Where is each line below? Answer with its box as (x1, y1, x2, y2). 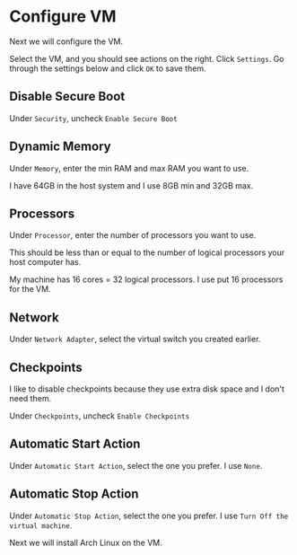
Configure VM (9, 6, 117, 27)
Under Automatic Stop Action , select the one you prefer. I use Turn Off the (9, 510, 289, 521)
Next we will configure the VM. (9, 36, 124, 47)
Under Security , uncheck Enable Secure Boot (9, 112, 178, 123)
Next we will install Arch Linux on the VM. (9, 537, 163, 548)
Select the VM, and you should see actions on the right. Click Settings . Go (9, 53, 284, 64)
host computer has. (9, 257, 82, 268)
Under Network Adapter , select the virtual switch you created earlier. (9, 334, 261, 345)
